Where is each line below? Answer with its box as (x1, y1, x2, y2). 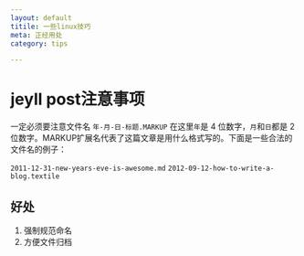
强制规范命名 (23, 225, 72, 236)
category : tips (10, 38, 68, 48)
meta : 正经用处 (10, 30, 63, 39)
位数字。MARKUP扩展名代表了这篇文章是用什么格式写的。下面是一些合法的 (10, 133, 293, 144)
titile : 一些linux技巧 (10, 22, 91, 31)
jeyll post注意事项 (10, 89, 145, 110)
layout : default (10, 13, 72, 23)
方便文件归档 (23, 237, 72, 247)
